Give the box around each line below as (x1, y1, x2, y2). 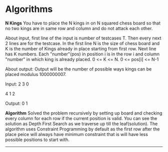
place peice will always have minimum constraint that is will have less (5, 131, 148, 137)
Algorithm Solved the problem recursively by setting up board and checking (5, 110, 162, 116)
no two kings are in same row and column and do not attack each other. (5, 25, 153, 31)
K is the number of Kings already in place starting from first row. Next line (5, 45, 156, 51)
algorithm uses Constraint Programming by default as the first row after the (5, 126, 160, 132)
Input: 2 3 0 (5, 81, 29, 87)
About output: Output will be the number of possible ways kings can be (5, 66, 152, 72)
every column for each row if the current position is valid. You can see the (5, 115, 157, 121)
